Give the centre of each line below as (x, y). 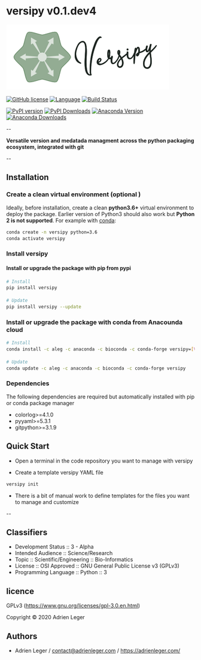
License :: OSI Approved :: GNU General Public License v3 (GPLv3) (97, 566)
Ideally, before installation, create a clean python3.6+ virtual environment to (100, 208)
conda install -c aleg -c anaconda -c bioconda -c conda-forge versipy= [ (100, 349)
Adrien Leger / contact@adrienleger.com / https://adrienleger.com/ (98, 650)
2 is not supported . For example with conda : (61, 220)
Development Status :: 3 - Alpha (54, 547)
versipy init (22, 484)
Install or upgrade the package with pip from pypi (69, 268)
